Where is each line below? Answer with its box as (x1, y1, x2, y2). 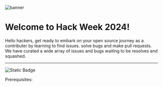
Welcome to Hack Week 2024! (5, 22, 130, 33)
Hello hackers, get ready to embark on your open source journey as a (5, 37, 144, 43)
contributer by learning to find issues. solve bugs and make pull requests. (5, 43, 152, 49)
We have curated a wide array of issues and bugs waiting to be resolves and (5, 48, 158, 53)
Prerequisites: (5, 76, 33, 82)
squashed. (5, 53, 26, 59)
